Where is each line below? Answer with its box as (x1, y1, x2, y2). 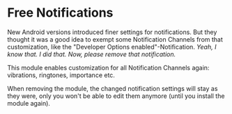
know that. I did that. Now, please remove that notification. (7, 50, 176, 58)
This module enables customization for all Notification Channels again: (7, 63, 210, 72)
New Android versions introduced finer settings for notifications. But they (7, 28, 217, 36)
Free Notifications (7, 5, 114, 21)
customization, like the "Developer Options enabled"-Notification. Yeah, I (7, 42, 217, 51)
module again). (7, 99, 51, 107)
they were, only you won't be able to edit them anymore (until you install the (7, 92, 225, 100)
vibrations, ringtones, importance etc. (7, 71, 115, 79)
